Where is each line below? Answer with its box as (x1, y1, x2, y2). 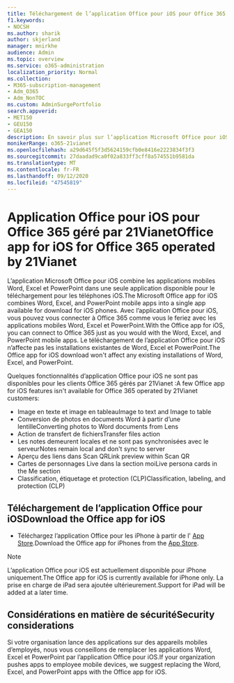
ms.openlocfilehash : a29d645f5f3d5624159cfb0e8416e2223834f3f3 (7, 147, 195, 154)
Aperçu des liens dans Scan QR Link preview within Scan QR (17, 452, 190, 461)
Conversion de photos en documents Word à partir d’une (17, 415, 181, 423)
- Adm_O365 (7, 88, 39, 95)
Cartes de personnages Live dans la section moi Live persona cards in (17, 460, 218, 468)
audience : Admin (7, 50, 54, 57)
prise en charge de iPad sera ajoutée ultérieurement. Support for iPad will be (7, 581, 226, 589)
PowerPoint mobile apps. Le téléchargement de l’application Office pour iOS (7, 336, 225, 344)
